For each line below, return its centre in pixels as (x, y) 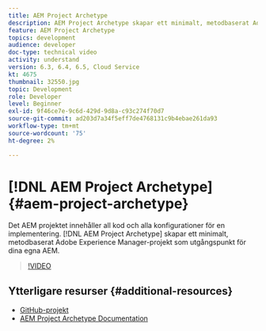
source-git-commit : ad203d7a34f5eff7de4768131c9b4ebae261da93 (113, 119)
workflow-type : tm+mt (44, 126)
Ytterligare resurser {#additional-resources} (121, 291)
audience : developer (42, 45)
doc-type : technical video (53, 52)
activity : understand (44, 60)
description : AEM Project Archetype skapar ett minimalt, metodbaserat (129, 23)
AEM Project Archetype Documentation (84, 318)
